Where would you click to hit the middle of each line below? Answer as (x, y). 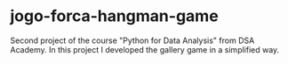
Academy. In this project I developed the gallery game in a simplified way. (145, 49)
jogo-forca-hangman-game (114, 16)
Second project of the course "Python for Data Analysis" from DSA (132, 40)
